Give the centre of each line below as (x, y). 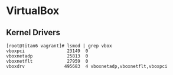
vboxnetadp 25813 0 (47, 56)
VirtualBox (33, 11)
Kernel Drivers (33, 33)
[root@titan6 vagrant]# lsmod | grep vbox (59, 46)
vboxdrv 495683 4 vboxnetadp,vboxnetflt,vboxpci (87, 66)
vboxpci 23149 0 (47, 51)
